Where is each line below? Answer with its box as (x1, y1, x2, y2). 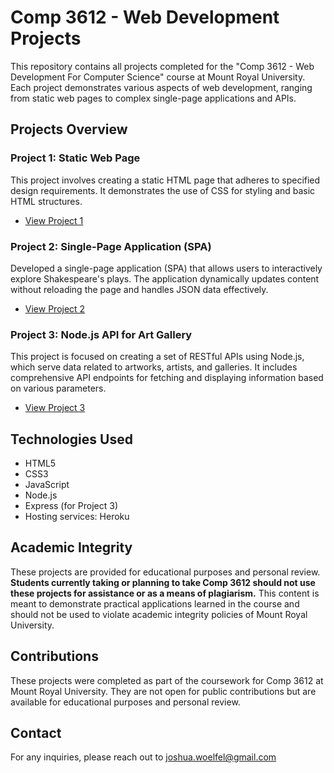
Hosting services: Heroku (24, 511, 130, 523)
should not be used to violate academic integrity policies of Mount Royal (10, 608, 308, 620)
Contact (10, 725, 62, 742)
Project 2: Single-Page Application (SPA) (10, 239, 212, 253)
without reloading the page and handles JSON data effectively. (10, 283, 269, 295)
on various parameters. (10, 382, 107, 395)
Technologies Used (10, 431, 133, 448)
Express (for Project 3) (24, 500, 119, 512)
